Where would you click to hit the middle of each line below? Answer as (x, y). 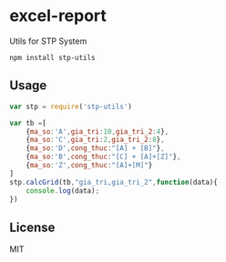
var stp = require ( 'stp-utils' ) (71, 106)
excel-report (58, 16)
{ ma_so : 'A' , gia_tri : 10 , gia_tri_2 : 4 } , (98, 131)
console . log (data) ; (63, 191)
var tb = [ (28, 123)
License (32, 227)
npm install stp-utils (52, 57)
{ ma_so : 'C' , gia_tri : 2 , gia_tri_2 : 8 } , (96, 140)
